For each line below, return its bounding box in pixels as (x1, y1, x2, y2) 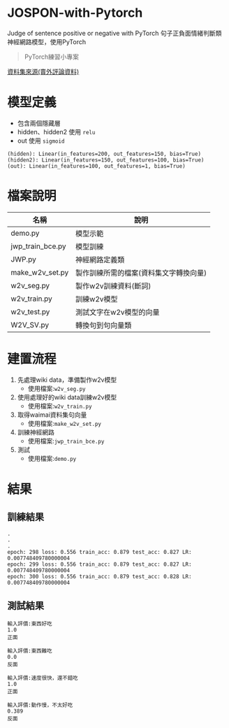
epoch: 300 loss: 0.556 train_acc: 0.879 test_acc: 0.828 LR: (7, 573, 192, 580)
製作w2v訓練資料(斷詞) (75, 281, 152, 291)
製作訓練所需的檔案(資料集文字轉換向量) (75, 268, 207, 278)
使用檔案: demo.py (27, 454, 77, 462)
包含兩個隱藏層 (17, 119, 61, 127)
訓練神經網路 (17, 428, 54, 436)
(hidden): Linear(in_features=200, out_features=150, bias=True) (7, 150, 201, 157)
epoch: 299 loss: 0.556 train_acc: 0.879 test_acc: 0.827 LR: (7, 561, 192, 568)
